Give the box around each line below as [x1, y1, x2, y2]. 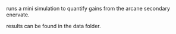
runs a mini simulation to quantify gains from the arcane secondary [6, 5, 171, 12]
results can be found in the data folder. [6, 23, 101, 29]
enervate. [6, 11, 30, 18]
